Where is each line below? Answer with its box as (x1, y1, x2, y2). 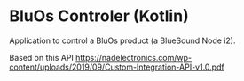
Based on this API (9, 52, 74, 63)
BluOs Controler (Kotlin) (9, 6, 189, 26)
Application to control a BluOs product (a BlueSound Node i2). (9, 35, 236, 46)
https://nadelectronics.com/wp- (75, 52, 193, 63)
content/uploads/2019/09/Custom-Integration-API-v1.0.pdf (9, 62, 224, 72)
